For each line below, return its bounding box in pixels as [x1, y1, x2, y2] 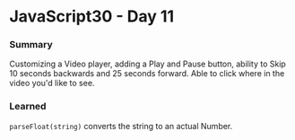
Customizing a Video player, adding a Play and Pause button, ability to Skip [9, 58, 287, 69]
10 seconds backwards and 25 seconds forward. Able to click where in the [9, 68, 285, 79]
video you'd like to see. [9, 78, 95, 89]
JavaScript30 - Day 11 [9, 6, 175, 27]
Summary [9, 39, 54, 51]
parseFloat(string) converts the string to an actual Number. [9, 120, 233, 131]
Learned [9, 101, 47, 113]
